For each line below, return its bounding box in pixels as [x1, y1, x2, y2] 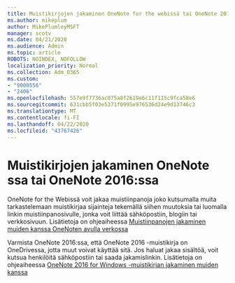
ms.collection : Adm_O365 [7, 68, 80, 75]
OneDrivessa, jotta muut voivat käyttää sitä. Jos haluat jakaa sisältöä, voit [7, 246, 219, 254]
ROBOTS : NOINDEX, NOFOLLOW [7, 56, 86, 63]
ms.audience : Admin [7, 43, 64, 50]
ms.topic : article [7, 50, 61, 57]
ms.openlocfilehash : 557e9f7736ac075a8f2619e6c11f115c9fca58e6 [7, 95, 196, 102]
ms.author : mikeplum [7, 17, 68, 24]
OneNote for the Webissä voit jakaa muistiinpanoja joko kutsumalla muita [7, 195, 217, 203]
